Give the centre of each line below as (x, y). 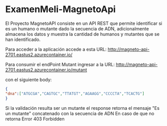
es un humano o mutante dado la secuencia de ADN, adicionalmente (77, 28)
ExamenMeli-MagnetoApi (61, 9)
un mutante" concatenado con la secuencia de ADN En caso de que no (80, 113)
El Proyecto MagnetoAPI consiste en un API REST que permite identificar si (84, 23)
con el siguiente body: (29, 79)
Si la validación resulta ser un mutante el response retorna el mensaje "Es (82, 108)
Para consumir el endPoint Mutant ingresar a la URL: (60, 64)
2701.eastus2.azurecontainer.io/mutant (46, 70)
